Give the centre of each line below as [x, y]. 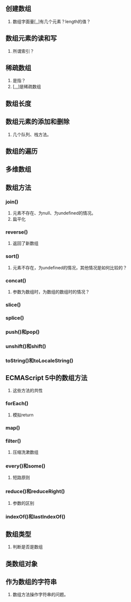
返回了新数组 [25, 243]
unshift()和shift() [26, 346]
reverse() [17, 232]
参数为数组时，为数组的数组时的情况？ [51, 292]
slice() [13, 304]
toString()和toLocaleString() [39, 361]
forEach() [17, 404]
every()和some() [26, 466]
